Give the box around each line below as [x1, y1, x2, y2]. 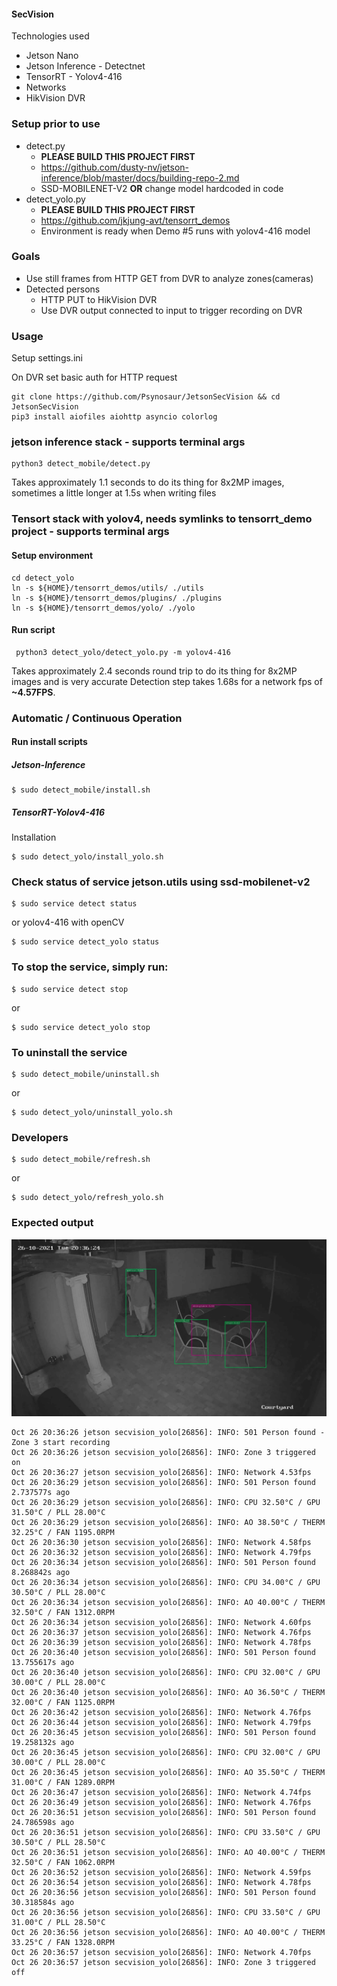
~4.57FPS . [11, 686, 56, 698]
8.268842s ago [11, 1568, 71, 1578]
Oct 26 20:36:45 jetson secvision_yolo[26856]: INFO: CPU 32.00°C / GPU [11, 1748, 321, 1758]
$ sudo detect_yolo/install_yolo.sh [11, 852, 164, 862]
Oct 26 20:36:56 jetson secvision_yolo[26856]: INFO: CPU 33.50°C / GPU [11, 1908, 321, 1918]
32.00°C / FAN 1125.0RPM [11, 1698, 115, 1708]
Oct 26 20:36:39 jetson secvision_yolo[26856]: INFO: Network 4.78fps [11, 1638, 312, 1648]
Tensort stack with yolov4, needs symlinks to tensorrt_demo [11, 512, 313, 526]
